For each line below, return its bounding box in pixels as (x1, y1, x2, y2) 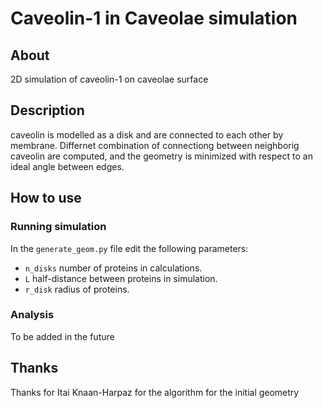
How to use (10, 190, 82, 207)
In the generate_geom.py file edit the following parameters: (10, 242, 249, 254)
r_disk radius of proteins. (24, 283, 130, 295)
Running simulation (10, 220, 107, 234)
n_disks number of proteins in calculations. (24, 262, 203, 274)
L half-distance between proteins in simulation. (24, 272, 218, 284)
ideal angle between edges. (10, 160, 125, 172)
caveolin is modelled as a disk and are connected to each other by (10, 128, 284, 141)
